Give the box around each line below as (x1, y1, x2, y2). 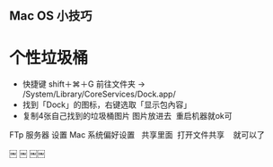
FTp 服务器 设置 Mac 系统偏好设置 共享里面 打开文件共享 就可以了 (9, 129, 265, 140)
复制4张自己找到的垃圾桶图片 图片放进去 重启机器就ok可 (22, 111, 233, 121)
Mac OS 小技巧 (9, 8, 92, 24)
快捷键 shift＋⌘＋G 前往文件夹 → (22, 79, 145, 89)
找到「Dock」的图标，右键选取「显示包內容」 (22, 99, 191, 110)
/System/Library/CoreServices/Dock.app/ (22, 88, 177, 100)
